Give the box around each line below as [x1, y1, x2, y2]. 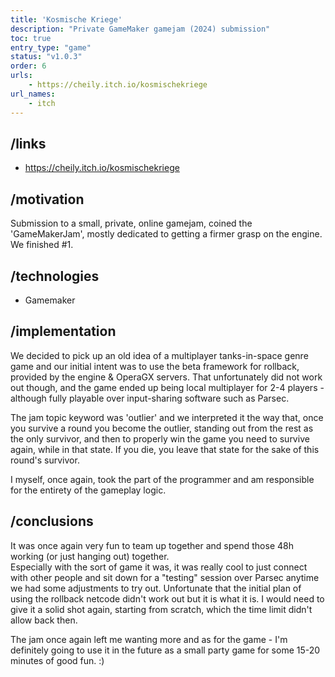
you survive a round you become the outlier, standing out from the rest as [10, 422, 314, 434]
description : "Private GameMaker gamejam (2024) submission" [10, 24, 271, 34]
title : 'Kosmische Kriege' [10, 14, 123, 25]
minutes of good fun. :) [10, 654, 105, 666]
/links [10, 135, 47, 152]
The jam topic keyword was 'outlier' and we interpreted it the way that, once [10, 411, 324, 423]
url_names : [10, 89, 56, 99]
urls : [10, 71, 33, 81]
